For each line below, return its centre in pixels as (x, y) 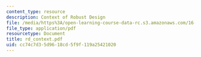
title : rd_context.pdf (34, 39)
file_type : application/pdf (41, 28)
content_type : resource (36, 12)
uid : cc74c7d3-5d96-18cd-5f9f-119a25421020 (61, 45)
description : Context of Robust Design (56, 17)
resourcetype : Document (36, 34)
